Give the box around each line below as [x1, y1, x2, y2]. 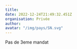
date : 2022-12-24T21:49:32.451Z [5, 12, 72, 17]
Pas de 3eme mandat [5, 39, 49, 45]
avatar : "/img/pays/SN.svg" [5, 26, 64, 31]
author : [5, 21, 21, 26]
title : [5, 7, 19, 12]
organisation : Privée [5, 16, 50, 21]
